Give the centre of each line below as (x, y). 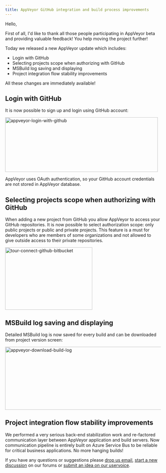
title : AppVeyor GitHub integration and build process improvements (77, 10)
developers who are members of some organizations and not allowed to (78, 235)
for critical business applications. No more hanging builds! (64, 450)
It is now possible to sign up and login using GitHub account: (67, 110)
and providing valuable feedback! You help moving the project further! (77, 39)
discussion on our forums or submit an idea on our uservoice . (68, 465)
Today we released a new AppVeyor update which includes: (66, 48)
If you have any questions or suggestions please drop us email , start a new (81, 460)
